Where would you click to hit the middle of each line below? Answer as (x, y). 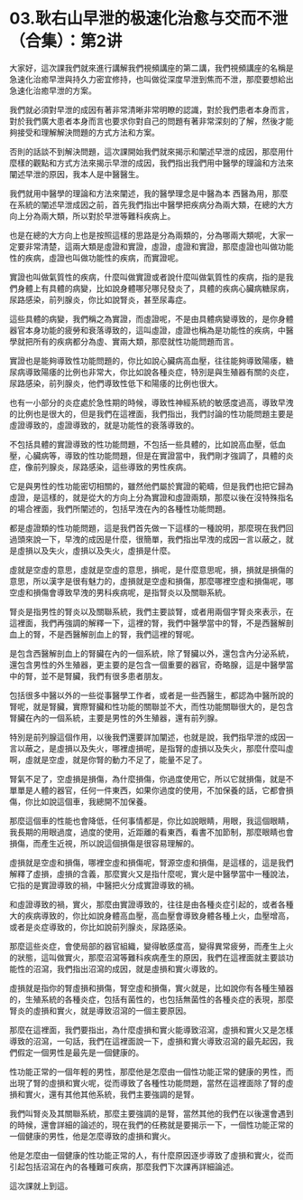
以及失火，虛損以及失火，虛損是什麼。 (104, 550)
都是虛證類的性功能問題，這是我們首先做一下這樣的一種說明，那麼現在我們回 (151, 528)
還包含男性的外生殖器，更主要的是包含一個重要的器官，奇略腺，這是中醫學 (147, 665)
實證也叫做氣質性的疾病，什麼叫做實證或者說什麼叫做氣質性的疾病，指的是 (147, 277)
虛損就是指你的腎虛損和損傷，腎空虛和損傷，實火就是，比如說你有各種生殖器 (151, 987)
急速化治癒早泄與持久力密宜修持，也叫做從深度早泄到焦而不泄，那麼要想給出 (151, 79)
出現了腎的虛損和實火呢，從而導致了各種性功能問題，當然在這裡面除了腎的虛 (151, 1082)
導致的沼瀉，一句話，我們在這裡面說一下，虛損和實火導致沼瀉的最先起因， (147, 1041)
